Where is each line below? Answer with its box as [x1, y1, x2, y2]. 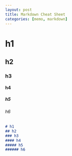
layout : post [5, 7, 32, 12]
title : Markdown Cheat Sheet [5, 12, 66, 17]
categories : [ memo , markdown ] [5, 16, 68, 21]
